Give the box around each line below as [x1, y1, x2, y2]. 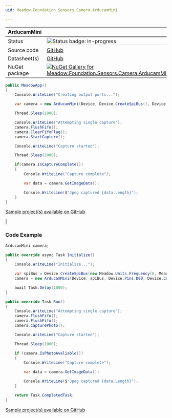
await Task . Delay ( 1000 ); [14, 285, 68, 290]
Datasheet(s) [8, 55, 39, 62]
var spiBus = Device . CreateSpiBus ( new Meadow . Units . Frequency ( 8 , [14, 271, 157, 277]
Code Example [5, 232, 42, 239]
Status [8, 37, 24, 45]
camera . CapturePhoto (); [14, 323, 66, 328]
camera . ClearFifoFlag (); [14, 129, 68, 135]
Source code [8, 47, 39, 54]
